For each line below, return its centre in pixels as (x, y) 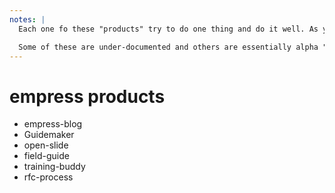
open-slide (46, 145)
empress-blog (53, 124)
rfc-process (48, 177)
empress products (87, 96)
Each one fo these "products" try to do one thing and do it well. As (168, 29)
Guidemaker (49, 135)
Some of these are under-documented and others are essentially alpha (168, 47)
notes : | (27, 19)
